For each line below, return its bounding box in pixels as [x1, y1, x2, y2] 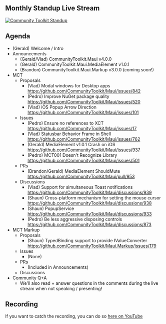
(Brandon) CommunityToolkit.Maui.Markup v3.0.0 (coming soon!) [19, 66, 154, 72]
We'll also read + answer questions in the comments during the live [19, 280, 158, 286]
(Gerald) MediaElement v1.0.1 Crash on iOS [27, 141, 115, 147]
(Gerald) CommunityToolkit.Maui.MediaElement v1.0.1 [19, 61, 129, 67]
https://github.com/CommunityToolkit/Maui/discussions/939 [27, 189, 152, 195]
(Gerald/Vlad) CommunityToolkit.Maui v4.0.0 [19, 56, 112, 62]
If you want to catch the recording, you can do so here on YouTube [5, 313, 143, 319]
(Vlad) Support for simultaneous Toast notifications [27, 184, 133, 190]
